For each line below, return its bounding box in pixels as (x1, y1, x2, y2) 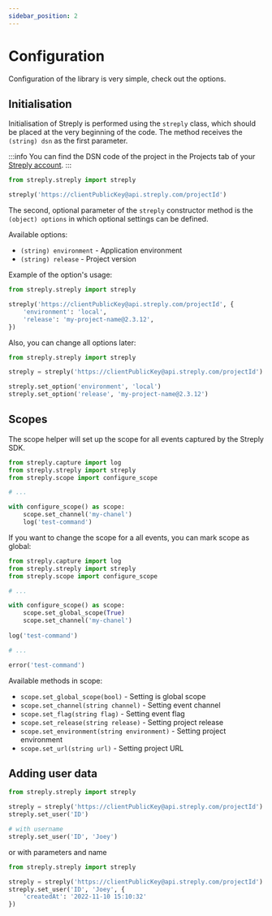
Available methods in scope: (8, 676, 103, 685)
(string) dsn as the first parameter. (8, 136, 128, 146)
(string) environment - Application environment (19, 245, 183, 256)
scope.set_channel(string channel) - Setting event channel (19, 700, 221, 710)
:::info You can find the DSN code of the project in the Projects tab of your (8, 152, 256, 162)
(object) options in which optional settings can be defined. (8, 214, 209, 224)
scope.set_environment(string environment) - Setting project (19, 726, 227, 736)
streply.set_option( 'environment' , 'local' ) (8, 382, 162, 391)
